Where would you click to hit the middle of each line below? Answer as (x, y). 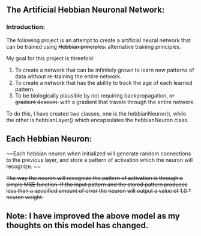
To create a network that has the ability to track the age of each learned (104, 82)
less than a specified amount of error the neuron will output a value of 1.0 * (99, 191)
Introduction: (26, 27)
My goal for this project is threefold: (50, 58)
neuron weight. (25, 197)
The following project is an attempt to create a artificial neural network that (98, 40)
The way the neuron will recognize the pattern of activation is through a (94, 178)
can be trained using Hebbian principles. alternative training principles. (94, 46)
